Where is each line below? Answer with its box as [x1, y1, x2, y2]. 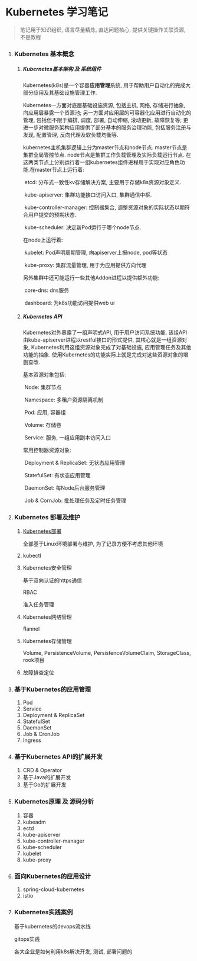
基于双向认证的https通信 [22, 577, 82, 584]
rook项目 [22, 657, 45, 664]
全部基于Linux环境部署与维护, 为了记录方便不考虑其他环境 [22, 540, 163, 548]
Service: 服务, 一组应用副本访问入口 [24, 433, 111, 441]
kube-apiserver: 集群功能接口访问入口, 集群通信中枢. [24, 191, 152, 198]
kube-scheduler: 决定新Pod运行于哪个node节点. [24, 223, 142, 231]
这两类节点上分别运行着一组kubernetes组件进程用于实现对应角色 [22, 158, 180, 166]
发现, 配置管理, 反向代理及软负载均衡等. [22, 131, 119, 138]
